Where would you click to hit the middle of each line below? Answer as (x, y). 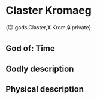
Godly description (40, 69)
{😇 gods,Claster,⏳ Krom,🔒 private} (48, 27)
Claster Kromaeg (49, 10)
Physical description (45, 90)
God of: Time (30, 49)
